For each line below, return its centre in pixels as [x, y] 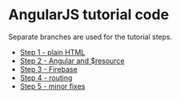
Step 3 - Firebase [48, 69]
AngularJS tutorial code [89, 15]
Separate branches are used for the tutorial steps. [90, 37]
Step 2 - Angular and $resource [72, 61]
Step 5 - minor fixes [52, 86]
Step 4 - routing [46, 77]
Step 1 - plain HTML [52, 52]
